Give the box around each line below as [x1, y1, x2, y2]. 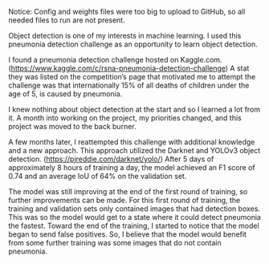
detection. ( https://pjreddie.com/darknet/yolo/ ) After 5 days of [8, 154, 214, 164]
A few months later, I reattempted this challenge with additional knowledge [8, 137, 255, 147]
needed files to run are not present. [8, 15, 126, 25]
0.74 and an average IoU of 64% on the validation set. [8, 172, 187, 181]
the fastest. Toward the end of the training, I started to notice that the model [8, 221, 259, 230]
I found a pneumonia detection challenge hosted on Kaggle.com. [8, 55, 222, 64]
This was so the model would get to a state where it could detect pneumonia [8, 213, 261, 221]
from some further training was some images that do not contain [8, 238, 222, 247]
